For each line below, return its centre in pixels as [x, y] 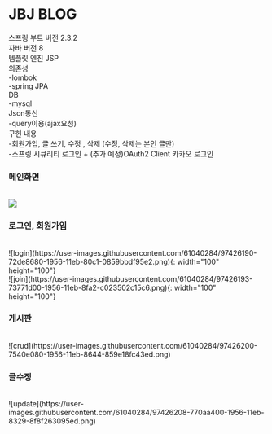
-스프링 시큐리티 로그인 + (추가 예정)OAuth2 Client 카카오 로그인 [111, 153]
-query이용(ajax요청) [43, 123]
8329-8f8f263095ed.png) [52, 421]
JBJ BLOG [43, 14]
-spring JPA [29, 85]
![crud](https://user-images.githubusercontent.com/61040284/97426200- [133, 345]
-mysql [20, 103]
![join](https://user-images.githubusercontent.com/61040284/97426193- [131, 278]
